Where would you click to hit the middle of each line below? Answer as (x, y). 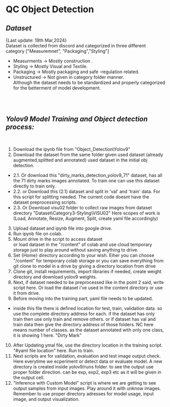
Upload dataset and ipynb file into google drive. (63, 228)
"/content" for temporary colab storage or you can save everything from (88, 261)
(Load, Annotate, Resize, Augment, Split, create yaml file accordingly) (86, 218)
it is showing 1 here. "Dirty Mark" (47, 335)
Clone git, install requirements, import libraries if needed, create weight (87, 271)
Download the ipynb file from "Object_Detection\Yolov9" (72, 149)
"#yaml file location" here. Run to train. (53, 350)
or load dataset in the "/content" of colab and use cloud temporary (82, 244)
